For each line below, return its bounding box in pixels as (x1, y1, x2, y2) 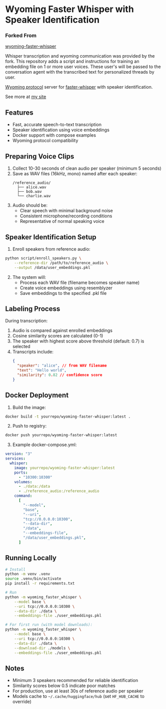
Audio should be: (12, 202, 48, 208)
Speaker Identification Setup (5, 233, 96, 241)
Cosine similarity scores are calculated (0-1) (12, 333, 103, 339)
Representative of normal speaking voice (19, 218, 104, 224)
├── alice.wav (17, 185, 46, 190)
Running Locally (5, 554, 56, 562)
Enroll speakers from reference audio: (12, 246, 90, 252)
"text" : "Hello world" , (17, 368, 66, 373)
